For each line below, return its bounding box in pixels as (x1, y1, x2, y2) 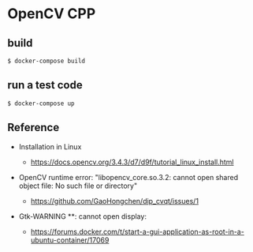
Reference (7, 121, 60, 134)
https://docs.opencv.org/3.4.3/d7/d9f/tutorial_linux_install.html (30, 157, 234, 167)
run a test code (7, 78, 84, 92)
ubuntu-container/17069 (30, 235, 110, 245)
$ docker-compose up (7, 100, 76, 107)
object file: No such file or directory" (18, 181, 138, 190)
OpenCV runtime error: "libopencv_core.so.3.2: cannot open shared (18, 172, 238, 182)
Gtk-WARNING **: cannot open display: (18, 211, 147, 221)
